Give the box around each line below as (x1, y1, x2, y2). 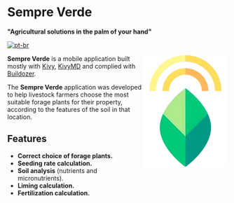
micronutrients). (17, 174, 64, 182)
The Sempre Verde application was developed (7, 83, 142, 91)
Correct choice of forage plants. (17, 151, 113, 160)
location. (7, 113, 33, 121)
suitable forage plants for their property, (7, 97, 123, 106)
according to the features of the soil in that (7, 105, 130, 113)
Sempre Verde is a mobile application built (7, 54, 130, 63)
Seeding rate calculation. (17, 159, 92, 167)
